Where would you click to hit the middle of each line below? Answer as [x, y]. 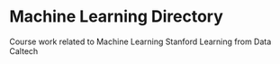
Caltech [24, 50]
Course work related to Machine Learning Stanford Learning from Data [140, 41]
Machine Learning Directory [116, 17]
